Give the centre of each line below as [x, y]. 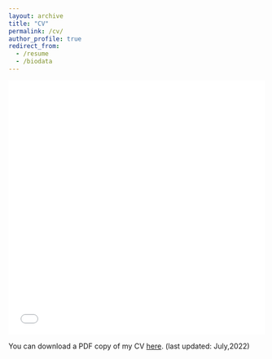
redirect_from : [34, 46]
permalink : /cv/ [36, 31]
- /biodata [34, 62]
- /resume [32, 54]
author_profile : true [45, 39]
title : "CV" [29, 24]
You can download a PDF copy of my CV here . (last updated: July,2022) [129, 346]
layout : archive [36, 16]
